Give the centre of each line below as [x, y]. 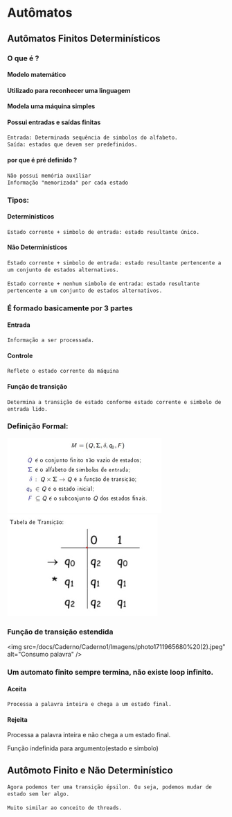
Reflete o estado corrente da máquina [63, 371]
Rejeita [17, 719]
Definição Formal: [38, 426]
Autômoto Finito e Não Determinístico [90, 770]
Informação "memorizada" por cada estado [68, 183]
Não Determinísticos [37, 247]
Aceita [17, 689]
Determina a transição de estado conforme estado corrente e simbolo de [114, 402]
